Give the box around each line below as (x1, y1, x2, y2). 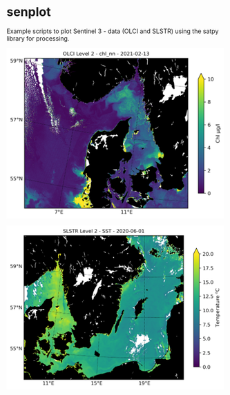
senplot (6, 4, 51, 20)
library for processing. (6, 34, 70, 42)
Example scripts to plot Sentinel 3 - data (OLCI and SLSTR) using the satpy (6, 27, 219, 35)
